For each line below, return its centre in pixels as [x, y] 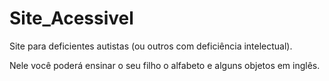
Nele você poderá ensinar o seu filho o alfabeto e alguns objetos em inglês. [165, 65]
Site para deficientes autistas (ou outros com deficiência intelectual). [151, 46]
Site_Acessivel [71, 18]
